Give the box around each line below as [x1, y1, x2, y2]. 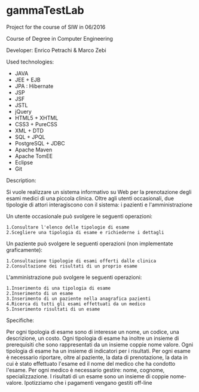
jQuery [14, 108, 32, 115]
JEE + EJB [14, 76, 41, 83]
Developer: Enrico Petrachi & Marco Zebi [6, 46, 106, 54]
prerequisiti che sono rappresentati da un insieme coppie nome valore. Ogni [6, 341, 193, 348]
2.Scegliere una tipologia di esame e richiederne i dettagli [6, 229, 164, 235]
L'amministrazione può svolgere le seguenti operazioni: [6, 274, 142, 281]
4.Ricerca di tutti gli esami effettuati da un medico [6, 300, 146, 307]
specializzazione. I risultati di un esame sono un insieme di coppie [6, 372, 169, 380]
